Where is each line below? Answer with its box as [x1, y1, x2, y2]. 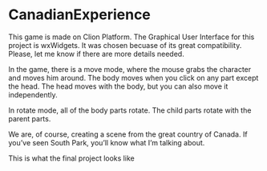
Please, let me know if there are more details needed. [8, 49, 184, 58]
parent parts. [8, 113, 51, 123]
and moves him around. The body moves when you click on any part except [8, 73, 259, 82]
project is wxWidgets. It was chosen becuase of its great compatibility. [8, 40, 242, 50]
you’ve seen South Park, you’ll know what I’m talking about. [8, 137, 205, 147]
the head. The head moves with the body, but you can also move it [8, 82, 229, 91]
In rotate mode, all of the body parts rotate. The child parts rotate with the [8, 105, 252, 115]
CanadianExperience [8, 6, 151, 24]
